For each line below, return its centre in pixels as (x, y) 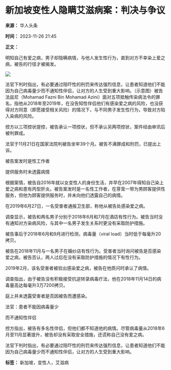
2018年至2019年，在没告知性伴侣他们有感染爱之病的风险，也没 (93, 103)
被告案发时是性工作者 (27, 161)
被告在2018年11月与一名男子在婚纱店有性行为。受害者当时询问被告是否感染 (83, 251)
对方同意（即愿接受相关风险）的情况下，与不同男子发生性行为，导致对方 (85, 109)
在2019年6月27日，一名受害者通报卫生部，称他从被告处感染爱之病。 (77, 206)
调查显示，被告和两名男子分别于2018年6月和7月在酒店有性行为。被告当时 (82, 216)
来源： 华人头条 (22, 25)
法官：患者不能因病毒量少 (32, 307)
